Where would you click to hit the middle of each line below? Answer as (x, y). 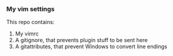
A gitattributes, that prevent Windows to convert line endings (91, 46)
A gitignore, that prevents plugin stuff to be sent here (81, 40)
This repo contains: (30, 22)
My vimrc (27, 34)
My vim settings (31, 9)
